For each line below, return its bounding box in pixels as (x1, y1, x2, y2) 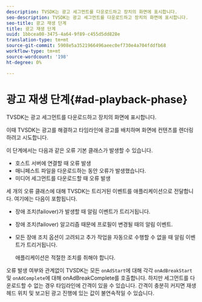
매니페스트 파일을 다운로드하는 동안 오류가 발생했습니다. (15, 167, 146, 175)
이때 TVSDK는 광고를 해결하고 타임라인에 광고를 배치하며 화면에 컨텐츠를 (6, 126, 178, 133)
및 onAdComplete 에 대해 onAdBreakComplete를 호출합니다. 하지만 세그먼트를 (6, 274, 189, 281)
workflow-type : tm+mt (6, 48, 61, 54)
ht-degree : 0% (6, 59, 42, 65)
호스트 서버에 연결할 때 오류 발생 (15, 159, 91, 167)
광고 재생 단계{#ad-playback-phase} (6, 92, 188, 106)
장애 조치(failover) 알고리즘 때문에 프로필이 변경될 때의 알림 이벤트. (15, 221, 174, 228)
